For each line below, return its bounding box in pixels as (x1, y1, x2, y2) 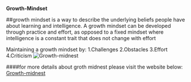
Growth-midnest (6, 70, 46, 76)
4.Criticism (6, 52, 32, 59)
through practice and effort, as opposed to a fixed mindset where (6, 28, 164, 35)
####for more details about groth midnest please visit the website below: (6, 63, 183, 70)
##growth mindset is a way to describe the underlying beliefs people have (6, 16, 186, 23)
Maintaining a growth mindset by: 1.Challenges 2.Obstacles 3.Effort (6, 46, 168, 53)
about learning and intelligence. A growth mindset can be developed (6, 23, 171, 29)
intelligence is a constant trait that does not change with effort (6, 35, 156, 41)
